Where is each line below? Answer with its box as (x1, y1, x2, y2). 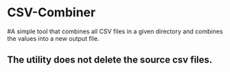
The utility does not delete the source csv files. (7, 54, 213, 66)
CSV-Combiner (7, 5, 96, 20)
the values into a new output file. (7, 34, 100, 42)
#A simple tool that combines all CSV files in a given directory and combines (7, 27, 223, 35)
